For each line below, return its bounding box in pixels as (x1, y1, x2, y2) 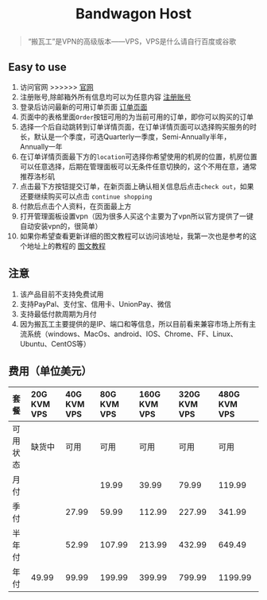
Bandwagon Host (75, 5, 192, 23)
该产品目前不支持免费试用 (19, 289, 104, 299)
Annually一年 (19, 142, 63, 151)
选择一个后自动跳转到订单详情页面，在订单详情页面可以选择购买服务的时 (19, 122, 257, 131)
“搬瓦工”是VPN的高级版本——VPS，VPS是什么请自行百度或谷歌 (27, 37, 237, 46)
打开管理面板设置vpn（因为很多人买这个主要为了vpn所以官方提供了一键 (19, 211, 254, 221)
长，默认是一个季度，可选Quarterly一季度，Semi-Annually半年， (19, 132, 231, 141)
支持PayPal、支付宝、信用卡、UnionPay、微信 (19, 299, 172, 308)
